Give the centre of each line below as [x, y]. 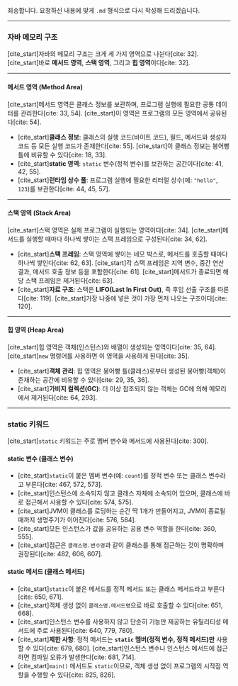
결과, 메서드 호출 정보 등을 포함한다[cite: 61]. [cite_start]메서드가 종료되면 [119, 271]
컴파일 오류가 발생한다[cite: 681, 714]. [84, 657]
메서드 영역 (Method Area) [45, 86]
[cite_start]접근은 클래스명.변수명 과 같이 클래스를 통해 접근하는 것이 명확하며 [121, 545]
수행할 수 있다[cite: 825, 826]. [73, 675]
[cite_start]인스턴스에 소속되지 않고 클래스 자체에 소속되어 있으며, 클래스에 [120, 493]
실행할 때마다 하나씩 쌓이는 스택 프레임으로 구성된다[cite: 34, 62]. [117, 239]
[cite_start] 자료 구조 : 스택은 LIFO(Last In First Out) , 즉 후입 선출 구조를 [117, 289]
